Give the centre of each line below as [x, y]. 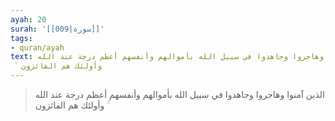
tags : [21, 38]
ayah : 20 [28, 19]
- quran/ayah [37, 47]
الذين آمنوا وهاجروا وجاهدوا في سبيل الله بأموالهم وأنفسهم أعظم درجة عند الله [179, 94]
